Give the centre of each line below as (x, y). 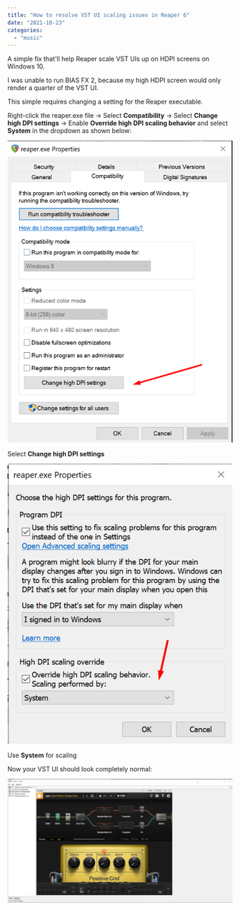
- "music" (28, 38)
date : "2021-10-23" (36, 22)
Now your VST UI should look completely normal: (80, 769)
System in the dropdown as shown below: (70, 131)
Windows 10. (26, 66)
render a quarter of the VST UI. (53, 88)
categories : (25, 30)
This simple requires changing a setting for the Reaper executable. (105, 102)
